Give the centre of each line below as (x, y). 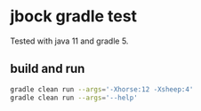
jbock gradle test (73, 16)
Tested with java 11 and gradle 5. (69, 41)
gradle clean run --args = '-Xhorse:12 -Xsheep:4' (102, 89)
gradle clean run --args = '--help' (74, 98)
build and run (48, 69)
